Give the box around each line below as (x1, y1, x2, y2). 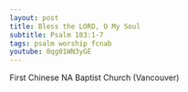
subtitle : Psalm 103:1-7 (9, 30, 104, 39)
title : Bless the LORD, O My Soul (9, 22, 141, 31)
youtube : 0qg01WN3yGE (9, 47, 92, 56)
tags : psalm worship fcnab (9, 38, 112, 48)
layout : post (9, 13, 59, 23)
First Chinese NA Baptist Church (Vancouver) (9, 72, 180, 83)
